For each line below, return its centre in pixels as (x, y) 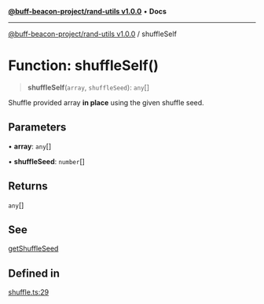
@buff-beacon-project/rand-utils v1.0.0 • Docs (88, 11)
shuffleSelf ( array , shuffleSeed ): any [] (88, 87)
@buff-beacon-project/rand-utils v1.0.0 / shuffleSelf (92, 34)
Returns (28, 187)
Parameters (37, 128)
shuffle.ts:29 (29, 292)
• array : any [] (30, 146)
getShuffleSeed (33, 249)
